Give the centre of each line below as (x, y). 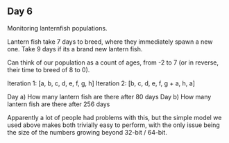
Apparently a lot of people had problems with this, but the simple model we (114, 117)
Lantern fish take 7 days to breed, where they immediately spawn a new (110, 42)
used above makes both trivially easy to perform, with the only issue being (113, 125)
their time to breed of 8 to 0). (49, 69)
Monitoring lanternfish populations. (57, 28)
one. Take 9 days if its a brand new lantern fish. (75, 49)
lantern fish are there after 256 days (59, 104)
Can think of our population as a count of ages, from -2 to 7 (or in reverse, (113, 62)
